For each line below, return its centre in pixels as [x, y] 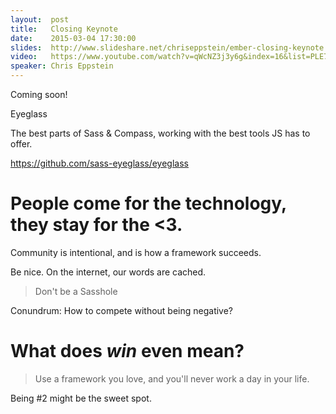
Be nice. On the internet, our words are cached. [108, 272]
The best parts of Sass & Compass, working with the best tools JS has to [160, 133]
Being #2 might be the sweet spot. [81, 398]
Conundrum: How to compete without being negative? [122, 310]
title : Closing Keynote [64, 29]
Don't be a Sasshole [76, 291]
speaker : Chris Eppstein [62, 66]
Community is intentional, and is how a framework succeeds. [136, 252]
